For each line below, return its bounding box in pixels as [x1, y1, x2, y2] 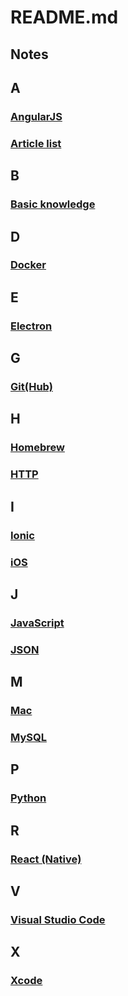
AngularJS [10, 109, 63, 123]
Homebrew [10, 441, 65, 455]
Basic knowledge [10, 197, 96, 211]
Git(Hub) [10, 380, 53, 394]
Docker [10, 258, 47, 272]
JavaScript [10, 616, 65, 630]
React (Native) [10, 852, 82, 866]
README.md [10, 6, 119, 29]
